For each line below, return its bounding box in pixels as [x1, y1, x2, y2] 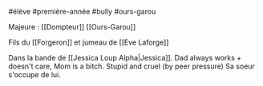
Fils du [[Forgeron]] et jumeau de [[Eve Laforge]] [8, 37, 169, 47]
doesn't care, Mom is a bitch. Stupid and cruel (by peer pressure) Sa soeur [8, 61, 255, 71]
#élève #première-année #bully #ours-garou [8, 7, 156, 16]
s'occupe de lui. [8, 70, 62, 79]
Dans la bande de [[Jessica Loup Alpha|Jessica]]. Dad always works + [8, 53, 242, 62]
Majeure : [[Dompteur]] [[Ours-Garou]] [8, 22, 136, 31]
